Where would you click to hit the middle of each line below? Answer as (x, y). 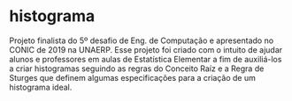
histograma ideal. (41, 87)
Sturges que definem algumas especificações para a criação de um (133, 77)
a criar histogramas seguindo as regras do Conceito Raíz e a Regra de (137, 69)
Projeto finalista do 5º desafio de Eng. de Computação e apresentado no (142, 40)
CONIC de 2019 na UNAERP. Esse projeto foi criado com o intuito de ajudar (146, 49)
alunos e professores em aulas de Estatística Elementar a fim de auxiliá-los (146, 59)
